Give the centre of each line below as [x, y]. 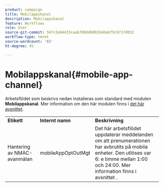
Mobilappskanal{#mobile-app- [69, 74]
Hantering [19, 146]
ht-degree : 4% [20, 46]
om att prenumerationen [123, 140]
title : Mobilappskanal [28, 14]
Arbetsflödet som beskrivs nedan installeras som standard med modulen [78, 98]
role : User [16, 28]
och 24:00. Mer [113, 165]
